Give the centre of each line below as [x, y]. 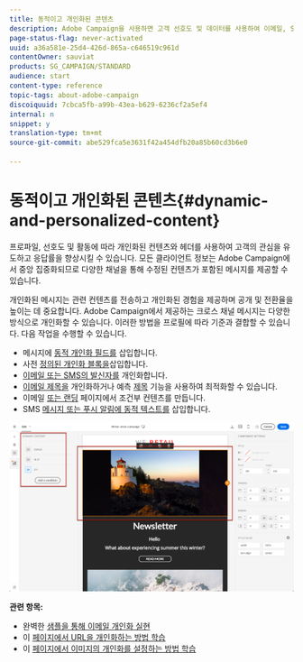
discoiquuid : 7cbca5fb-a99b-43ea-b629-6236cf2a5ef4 [108, 105]
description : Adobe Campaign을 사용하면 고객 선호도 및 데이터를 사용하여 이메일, [148, 28]
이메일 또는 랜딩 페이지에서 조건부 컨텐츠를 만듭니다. [114, 398]
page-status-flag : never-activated [76, 38]
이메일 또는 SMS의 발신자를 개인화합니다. [95, 375]
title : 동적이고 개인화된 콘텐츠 [62, 19]
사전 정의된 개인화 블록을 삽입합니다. [85, 363]
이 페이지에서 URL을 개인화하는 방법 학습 [94, 638]
